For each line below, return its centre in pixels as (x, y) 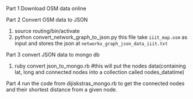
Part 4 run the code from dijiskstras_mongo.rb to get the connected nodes (95, 83)
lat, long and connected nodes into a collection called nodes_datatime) (99, 72)
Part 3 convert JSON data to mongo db (53, 54)
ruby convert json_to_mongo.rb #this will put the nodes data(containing (100, 66)
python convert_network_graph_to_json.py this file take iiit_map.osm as (101, 37)
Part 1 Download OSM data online (46, 8)
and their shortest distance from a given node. (62, 89)
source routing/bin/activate (47, 31)
